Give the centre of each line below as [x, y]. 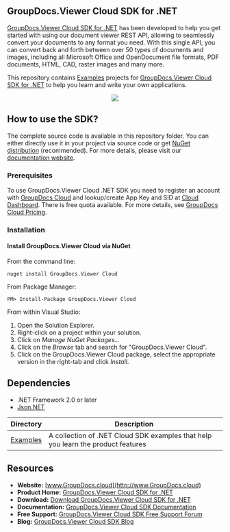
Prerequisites [30, 176]
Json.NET [31, 407]
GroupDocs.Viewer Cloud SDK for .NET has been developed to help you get [114, 27]
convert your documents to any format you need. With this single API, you [111, 42]
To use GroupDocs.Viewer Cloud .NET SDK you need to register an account [114, 190]
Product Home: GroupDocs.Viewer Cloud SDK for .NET [95, 492]
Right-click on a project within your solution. [79, 332]
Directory [26, 424]
